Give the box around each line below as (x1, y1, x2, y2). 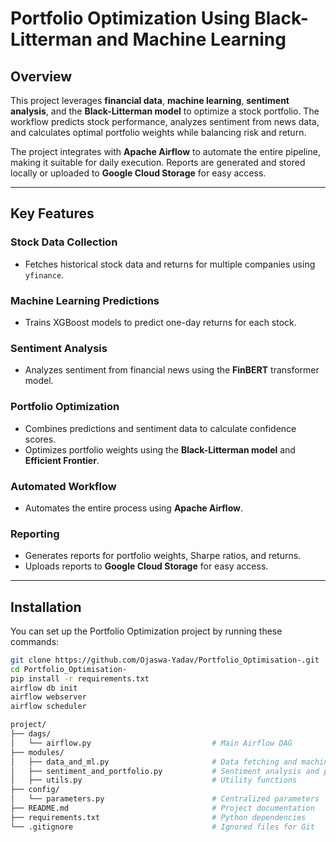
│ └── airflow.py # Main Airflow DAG (10, 738, 293, 748)
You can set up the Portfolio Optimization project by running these (10, 625, 283, 637)
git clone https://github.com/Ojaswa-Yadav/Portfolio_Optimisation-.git (10, 655, 320, 665)
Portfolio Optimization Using (10, 7, 251, 30)
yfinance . (24, 268, 65, 281)
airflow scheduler (10, 702, 87, 712)
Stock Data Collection (10, 235, 118, 249)
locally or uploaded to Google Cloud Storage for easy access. (10, 167, 267, 179)
